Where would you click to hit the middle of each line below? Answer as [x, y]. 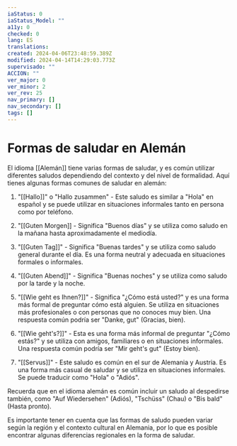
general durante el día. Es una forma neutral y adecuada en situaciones [121, 254]
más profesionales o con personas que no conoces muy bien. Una [114, 312]
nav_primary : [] [31, 100]
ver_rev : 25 [25, 93]
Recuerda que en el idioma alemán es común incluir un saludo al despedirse [118, 391]
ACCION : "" [23, 73]
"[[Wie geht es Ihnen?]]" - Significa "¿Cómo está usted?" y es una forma [123, 297]
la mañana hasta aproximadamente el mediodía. [87, 233]
